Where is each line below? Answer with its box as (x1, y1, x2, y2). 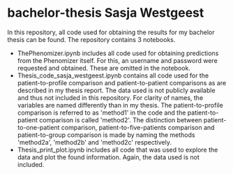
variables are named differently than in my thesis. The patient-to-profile (17, 101, 223, 109)
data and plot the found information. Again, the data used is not (17, 152, 200, 161)
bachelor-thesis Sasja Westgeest (7, 5, 204, 21)
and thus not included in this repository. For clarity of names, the (17, 93, 204, 102)
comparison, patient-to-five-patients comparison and (61, 123, 215, 131)
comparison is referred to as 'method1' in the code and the (17, 108, 186, 117)
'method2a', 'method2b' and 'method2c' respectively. (17, 138, 172, 146)
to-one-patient (17, 123, 60, 131)
